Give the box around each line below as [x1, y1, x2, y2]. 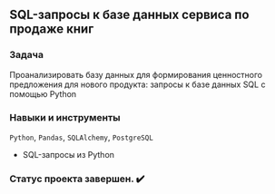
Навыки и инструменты [9, 111, 121, 123]
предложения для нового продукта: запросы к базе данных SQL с [9, 79, 266, 90]
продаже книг [9, 22, 94, 37]
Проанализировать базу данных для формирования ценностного [9, 69, 263, 80]
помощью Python [9, 88, 77, 99]
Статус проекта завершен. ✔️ [9, 172, 145, 185]
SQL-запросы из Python [22, 149, 115, 160]
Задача [9, 49, 44, 62]
